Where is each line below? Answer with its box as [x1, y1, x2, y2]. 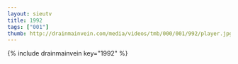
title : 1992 [7, 17, 42, 24]
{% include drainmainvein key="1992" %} [7, 49, 129, 58]
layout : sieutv [7, 10, 52, 18]
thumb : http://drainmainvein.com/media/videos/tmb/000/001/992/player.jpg [7, 30, 233, 37]
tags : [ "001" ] [7, 23, 50, 30]
